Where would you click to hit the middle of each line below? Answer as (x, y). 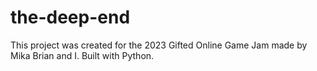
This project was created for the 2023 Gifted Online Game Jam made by (159, 45)
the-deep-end (70, 17)
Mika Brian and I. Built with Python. (82, 55)
